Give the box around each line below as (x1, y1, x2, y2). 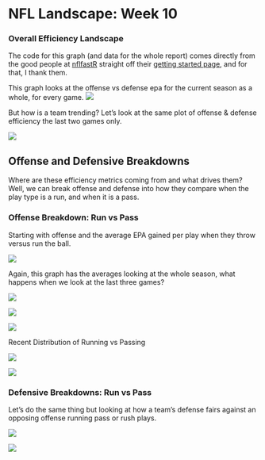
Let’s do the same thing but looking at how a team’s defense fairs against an (8, 404, 256, 414)
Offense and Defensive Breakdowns (8, 154, 190, 167)
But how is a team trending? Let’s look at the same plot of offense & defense (8, 108, 257, 117)
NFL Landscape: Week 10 (8, 5, 179, 23)
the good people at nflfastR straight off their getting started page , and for (8, 59, 248, 69)
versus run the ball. (8, 239, 71, 248)
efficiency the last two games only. (8, 117, 122, 126)
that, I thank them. (8, 68, 67, 78)
